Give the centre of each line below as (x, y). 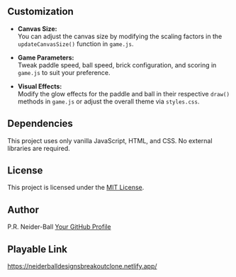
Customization (41, 12)
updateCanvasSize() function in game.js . (75, 44)
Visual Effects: (40, 86)
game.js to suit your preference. (64, 72)
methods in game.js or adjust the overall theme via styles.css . (108, 101)
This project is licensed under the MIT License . (76, 188)
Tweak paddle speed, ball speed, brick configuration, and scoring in (117, 65)
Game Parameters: (46, 57)
